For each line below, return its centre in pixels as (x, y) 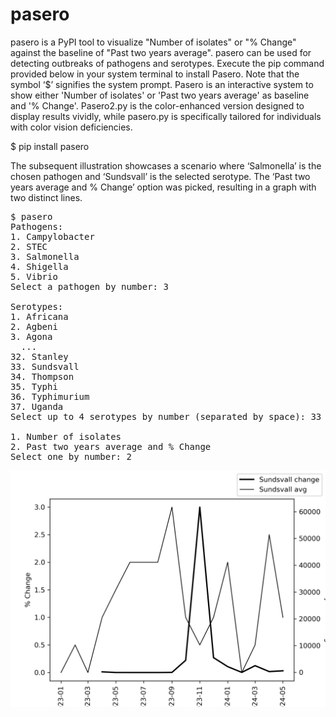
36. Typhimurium (50, 396)
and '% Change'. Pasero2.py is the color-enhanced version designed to (157, 105)
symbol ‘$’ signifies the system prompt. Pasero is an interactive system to (162, 84)
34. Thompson (42, 376)
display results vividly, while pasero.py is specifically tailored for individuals (166, 116)
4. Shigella (39, 266)
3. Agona (31, 336)
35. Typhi (34, 386)
